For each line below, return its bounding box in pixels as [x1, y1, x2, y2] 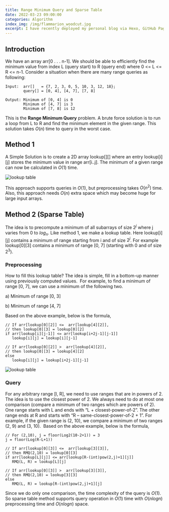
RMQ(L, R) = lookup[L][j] [12, 459, 66, 464]
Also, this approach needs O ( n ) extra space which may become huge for [5, 190, 156, 196]
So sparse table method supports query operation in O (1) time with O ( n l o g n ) [5, 495, 163, 501]
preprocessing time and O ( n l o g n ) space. [5, 500, 89, 507]
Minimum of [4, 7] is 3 [23, 101, 73, 106]
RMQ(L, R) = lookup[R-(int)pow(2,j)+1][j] [12, 481, 102, 486]
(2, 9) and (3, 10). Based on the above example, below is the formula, [5, 423, 149, 429]
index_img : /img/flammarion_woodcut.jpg [5, 21, 92, 27]
